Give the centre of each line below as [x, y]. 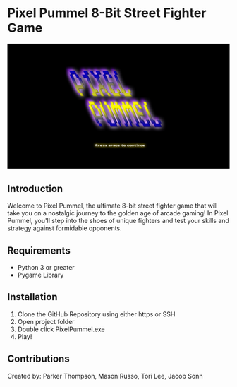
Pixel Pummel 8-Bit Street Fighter [107, 13]
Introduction [35, 189]
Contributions [38, 359]
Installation [32, 297]
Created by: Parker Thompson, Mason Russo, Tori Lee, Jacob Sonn [105, 376]
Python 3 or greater [46, 268]
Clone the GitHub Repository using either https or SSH [96, 314]
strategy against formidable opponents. [65, 228]
